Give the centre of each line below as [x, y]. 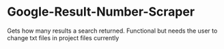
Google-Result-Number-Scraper [101, 12]
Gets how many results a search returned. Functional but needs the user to [112, 31]
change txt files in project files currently [63, 37]
